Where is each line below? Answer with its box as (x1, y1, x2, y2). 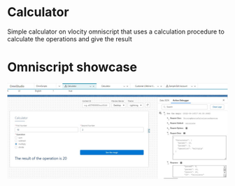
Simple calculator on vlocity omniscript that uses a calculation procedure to (7, 27, 225, 36)
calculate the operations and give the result (7, 34, 132, 43)
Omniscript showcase (7, 59, 138, 76)
